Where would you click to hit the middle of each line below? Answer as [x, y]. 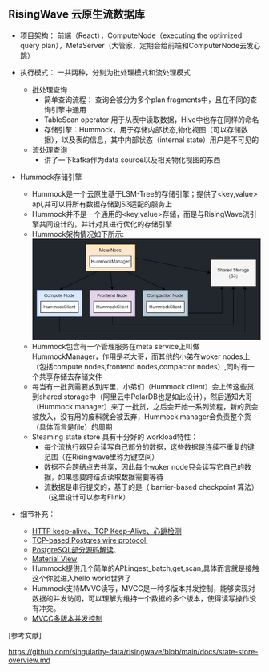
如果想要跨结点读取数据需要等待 [111, 477]
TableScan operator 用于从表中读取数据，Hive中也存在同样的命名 [151, 120]
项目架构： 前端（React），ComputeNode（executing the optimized [131, 35]
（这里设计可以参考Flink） [87, 497]
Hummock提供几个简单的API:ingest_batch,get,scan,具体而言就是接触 [145, 568]
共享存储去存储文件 [70, 377]
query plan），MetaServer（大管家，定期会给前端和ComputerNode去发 [137, 45]
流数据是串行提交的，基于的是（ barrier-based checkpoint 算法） [151, 487]
